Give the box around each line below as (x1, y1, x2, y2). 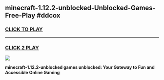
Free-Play (5, 12, 36, 20)
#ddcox (36, 12, 61, 20)
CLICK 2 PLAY (5, 44, 39, 51)
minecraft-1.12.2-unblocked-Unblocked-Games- (5, 4, 156, 12)
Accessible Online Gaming (5, 69, 60, 75)
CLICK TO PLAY (5, 26, 43, 33)
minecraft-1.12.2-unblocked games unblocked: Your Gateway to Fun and (5, 64, 155, 70)
